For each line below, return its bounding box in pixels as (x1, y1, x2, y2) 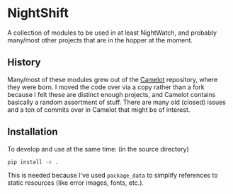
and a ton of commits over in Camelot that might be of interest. (7, 105, 191, 114)
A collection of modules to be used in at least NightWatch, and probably (7, 28, 217, 37)
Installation (7, 126, 58, 138)
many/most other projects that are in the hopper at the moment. (7, 35, 193, 44)
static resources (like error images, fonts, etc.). (7, 178, 144, 187)
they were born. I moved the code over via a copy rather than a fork (7, 83, 205, 91)
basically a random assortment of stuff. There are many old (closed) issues (7, 98, 227, 106)
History (7, 57, 41, 69)
